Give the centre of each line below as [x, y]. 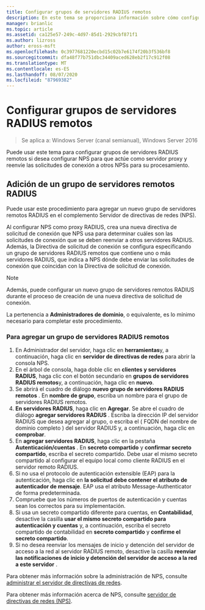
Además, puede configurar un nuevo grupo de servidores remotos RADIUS [100, 289]
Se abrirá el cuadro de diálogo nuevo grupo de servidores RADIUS [99, 389]
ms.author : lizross [31, 40]
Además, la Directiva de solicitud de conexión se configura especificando [99, 246]
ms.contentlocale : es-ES [38, 69]
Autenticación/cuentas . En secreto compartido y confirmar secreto [103, 447]
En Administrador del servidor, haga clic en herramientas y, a [92, 350]
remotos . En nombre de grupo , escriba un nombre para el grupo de [101, 395]
